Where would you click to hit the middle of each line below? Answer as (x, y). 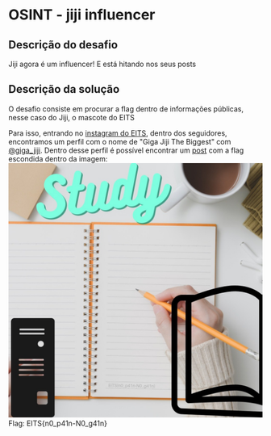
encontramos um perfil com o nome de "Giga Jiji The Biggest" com (120, 141)
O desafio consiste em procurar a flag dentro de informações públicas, (126, 109)
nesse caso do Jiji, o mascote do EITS (71, 117)
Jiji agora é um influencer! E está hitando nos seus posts (102, 64)
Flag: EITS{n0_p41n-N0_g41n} (58, 423)
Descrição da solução (64, 89)
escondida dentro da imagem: (58, 158)
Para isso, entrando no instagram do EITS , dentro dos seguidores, (118, 133)
